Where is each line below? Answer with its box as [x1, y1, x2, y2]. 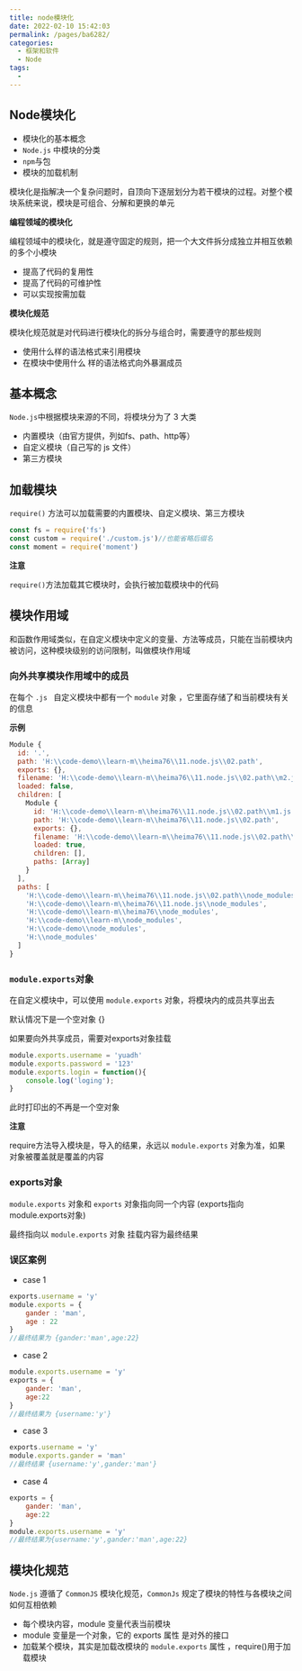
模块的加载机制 [22, 167, 78, 177]
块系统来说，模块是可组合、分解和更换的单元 [9, 197, 175, 208]
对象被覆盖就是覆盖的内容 [9, 1151, 104, 1162]
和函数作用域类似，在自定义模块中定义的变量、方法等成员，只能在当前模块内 [9, 633, 293, 644]
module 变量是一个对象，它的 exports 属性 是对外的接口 [22, 1630, 229, 1640]
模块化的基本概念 [22, 132, 86, 144]
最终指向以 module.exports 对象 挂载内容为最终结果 [9, 1229, 200, 1240]
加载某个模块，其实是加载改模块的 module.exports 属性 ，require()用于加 [22, 1641, 291, 1652]
